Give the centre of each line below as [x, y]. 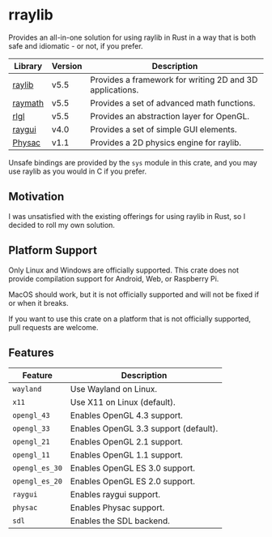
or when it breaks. [38, 303]
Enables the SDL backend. [120, 521]
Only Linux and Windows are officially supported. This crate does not [124, 270]
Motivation [36, 197]
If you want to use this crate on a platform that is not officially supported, [130, 319]
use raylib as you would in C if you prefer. [78, 171]
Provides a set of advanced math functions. [173, 103]
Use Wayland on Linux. [114, 389]
